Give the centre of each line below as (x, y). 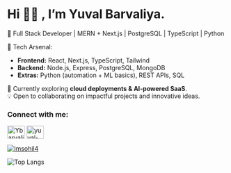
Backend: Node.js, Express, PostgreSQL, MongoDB (91, 67)
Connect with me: (38, 114)
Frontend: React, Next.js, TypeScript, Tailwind (83, 60)
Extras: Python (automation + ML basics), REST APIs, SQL (101, 75)
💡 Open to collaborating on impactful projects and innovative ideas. (104, 96)
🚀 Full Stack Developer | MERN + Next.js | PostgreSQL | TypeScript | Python (116, 33)
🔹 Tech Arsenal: (30, 47)
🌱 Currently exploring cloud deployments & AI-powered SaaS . (97, 88)
